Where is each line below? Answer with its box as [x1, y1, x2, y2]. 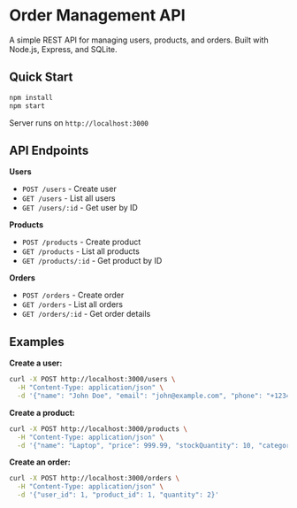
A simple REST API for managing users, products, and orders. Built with [9, 35, 269, 45]
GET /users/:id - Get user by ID [21, 203, 139, 213]
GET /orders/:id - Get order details [21, 309, 151, 319]
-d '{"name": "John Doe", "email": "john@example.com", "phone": [17, 391, 263, 400]
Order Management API [9, 5, 186, 26]
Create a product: [9, 407, 75, 418]
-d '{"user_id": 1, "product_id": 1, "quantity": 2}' [17, 490, 219, 500]
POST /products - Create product [21, 236, 141, 248]
